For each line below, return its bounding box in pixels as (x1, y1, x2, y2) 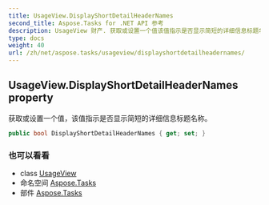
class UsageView (19, 168, 77, 178)
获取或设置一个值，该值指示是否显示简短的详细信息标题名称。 (8, 113, 212, 123)
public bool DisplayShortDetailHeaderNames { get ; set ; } (8, 129, 206, 137)
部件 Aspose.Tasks (19, 187, 82, 197)
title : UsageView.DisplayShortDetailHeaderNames (8, 11, 174, 20)
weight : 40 (8, 42, 45, 50)
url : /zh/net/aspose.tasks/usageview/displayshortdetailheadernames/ (8, 49, 246, 57)
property (8, 91, 54, 105)
